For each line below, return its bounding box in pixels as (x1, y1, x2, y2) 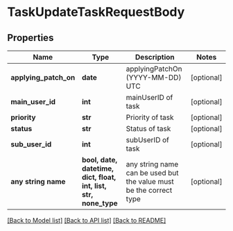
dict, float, (82, 173, 116, 182)
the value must (126, 177, 175, 186)
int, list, (82, 181, 107, 191)
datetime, (82, 164, 114, 173)
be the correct (126, 185, 173, 195)
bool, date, (82, 155, 118, 164)
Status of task (126, 124, 171, 133)
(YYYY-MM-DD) (126, 73, 182, 82)
